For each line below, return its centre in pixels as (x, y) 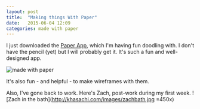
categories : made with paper (42, 28)
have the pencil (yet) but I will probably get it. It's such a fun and (85, 52)
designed (18, 58)
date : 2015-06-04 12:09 (38, 23)
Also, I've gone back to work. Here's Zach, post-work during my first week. (99, 93)
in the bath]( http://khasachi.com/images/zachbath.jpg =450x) (98, 99)
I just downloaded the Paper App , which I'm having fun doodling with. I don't (100, 46)
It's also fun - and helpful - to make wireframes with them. (78, 81)
